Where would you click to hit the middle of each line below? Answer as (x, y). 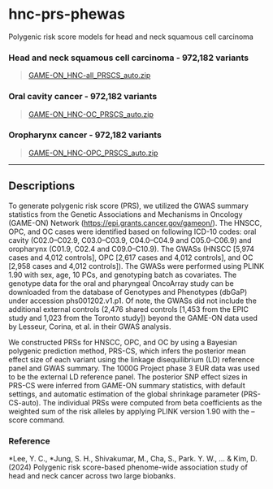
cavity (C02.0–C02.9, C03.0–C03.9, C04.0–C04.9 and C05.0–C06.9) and (130, 240)
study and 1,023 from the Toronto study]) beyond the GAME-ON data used (133, 318)
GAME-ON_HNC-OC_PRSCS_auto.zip (91, 114)
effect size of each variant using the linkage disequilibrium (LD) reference (132, 359)
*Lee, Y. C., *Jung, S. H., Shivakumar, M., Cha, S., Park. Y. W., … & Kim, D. (133, 458)
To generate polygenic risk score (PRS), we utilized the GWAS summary (129, 206)
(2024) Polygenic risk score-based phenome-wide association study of (128, 467)
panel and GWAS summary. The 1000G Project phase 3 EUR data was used (134, 368)
